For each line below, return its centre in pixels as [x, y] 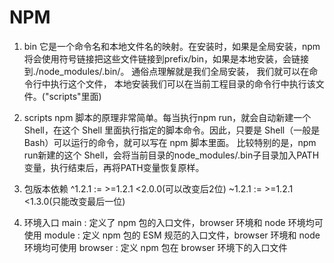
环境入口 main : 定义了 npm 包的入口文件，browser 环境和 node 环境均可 [173, 222]
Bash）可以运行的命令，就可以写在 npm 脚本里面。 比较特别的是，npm [170, 142]
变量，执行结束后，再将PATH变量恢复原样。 [114, 167]
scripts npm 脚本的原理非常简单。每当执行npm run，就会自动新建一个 [167, 117]
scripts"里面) [75, 96]
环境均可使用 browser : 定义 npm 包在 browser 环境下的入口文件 [155, 247]
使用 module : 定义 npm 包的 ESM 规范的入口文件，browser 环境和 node [172, 235]
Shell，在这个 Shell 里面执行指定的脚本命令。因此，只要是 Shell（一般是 [172, 130]
